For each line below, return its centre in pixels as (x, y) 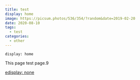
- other (17, 41)
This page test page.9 (27, 63)
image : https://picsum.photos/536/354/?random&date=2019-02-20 (70, 18)
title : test (17, 9)
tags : (10, 27)
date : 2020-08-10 (23, 23)
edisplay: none (20, 72)
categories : (17, 37)
